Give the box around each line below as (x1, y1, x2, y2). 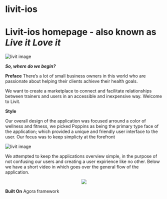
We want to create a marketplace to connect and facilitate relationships (5, 88, 152, 94)
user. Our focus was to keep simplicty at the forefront (5, 134, 115, 140)
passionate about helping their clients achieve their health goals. (5, 78, 138, 84)
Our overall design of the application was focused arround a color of (5, 118, 146, 124)
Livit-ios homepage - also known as (5, 26, 156, 38)
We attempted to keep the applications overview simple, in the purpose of (5, 153, 157, 159)
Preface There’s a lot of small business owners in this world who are (5, 73, 146, 79)
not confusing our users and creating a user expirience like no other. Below (5, 158, 160, 164)
